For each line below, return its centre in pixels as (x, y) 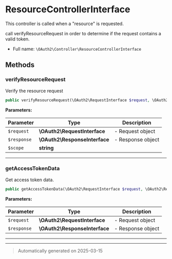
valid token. (17, 39)
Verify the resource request (34, 91)
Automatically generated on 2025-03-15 (60, 251)
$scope (16, 148)
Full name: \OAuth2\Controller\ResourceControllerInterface (77, 49)
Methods (20, 65)
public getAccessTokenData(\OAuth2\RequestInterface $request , (74, 189)
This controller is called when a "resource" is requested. (64, 24)
